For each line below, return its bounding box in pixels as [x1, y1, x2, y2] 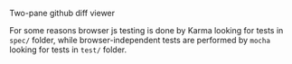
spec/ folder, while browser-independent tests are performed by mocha [9, 35, 271, 45]
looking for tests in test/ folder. [9, 44, 127, 55]
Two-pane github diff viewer [9, 8, 116, 18]
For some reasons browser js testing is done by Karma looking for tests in [9, 25, 284, 35]
